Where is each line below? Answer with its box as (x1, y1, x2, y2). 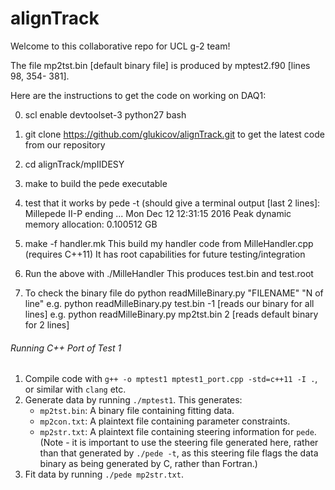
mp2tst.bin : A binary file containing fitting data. (39, 405, 235, 417)
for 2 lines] (24, 318, 70, 331)
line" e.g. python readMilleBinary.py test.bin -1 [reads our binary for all (24, 297, 315, 309)
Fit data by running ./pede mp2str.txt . (24, 468, 184, 481)
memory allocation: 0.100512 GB (24, 218, 158, 230)
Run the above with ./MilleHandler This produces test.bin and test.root (24, 267, 314, 279)
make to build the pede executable (24, 177, 168, 189)
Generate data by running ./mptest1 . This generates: (24, 394, 243, 406)
